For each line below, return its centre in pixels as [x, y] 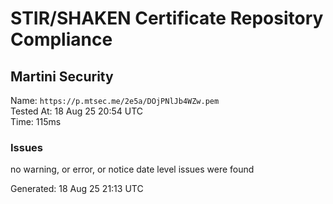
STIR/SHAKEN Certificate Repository [167, 18]
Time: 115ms [36, 121]
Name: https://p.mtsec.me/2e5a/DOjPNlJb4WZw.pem [115, 100]
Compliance [61, 39]
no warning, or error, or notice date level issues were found [132, 169]
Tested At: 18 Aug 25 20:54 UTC [77, 111]
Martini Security [62, 76]
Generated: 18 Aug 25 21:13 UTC [77, 189]
